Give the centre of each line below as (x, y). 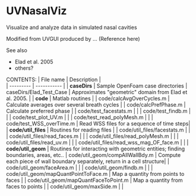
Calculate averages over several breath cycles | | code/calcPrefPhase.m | (96, 104)
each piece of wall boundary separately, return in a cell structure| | (88, 161)
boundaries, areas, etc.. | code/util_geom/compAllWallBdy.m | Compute (94, 155)
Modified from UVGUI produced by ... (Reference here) (73, 38)
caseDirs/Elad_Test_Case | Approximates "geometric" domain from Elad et (97, 92)
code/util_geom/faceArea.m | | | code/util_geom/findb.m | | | (80, 168)
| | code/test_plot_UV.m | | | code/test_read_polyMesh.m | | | (80, 117)
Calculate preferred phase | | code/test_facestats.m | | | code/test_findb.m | (99, 111)
